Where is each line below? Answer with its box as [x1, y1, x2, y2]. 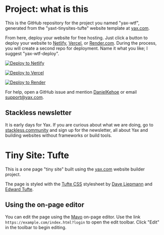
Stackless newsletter [5, 109, 72, 117]
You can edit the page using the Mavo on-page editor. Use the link [5, 214, 141, 220]
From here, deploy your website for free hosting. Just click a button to [5, 35, 148, 41]
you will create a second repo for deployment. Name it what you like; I [5, 45, 148, 51]
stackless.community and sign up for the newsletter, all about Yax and [5, 127, 148, 133]
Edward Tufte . [5, 186, 34, 192]
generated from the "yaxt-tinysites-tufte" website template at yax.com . [5, 25, 150, 31]
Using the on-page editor [5, 201, 84, 209]
